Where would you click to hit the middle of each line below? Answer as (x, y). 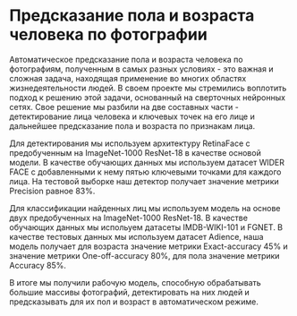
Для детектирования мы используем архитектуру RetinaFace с (130, 143)
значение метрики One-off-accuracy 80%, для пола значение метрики (144, 255)
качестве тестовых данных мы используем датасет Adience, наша (136, 236)
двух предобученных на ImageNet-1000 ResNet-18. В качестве (129, 218)
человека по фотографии (108, 34)
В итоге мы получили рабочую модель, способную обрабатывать (135, 282)
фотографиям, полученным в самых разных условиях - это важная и (141, 69)
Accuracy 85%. (38, 265)
